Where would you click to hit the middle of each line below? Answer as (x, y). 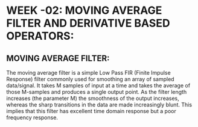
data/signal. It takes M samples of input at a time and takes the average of (98, 85)
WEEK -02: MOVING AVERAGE (84, 11)
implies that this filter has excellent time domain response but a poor (91, 111)
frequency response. (32, 117)
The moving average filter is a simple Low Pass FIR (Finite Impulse (88, 73)
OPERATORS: (40, 36)
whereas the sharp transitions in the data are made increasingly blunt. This (99, 105)
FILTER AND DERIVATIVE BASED (88, 23)
